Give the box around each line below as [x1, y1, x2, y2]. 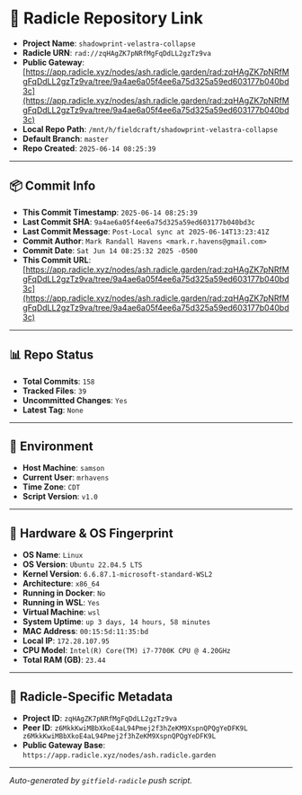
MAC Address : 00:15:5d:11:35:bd [22, 626, 149, 637]
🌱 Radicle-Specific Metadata [9, 689, 173, 704]
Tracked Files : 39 [22, 385, 87, 396]
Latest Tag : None [22, 404, 84, 415]
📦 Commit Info [9, 179, 96, 194]
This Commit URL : [22, 254, 92, 265]
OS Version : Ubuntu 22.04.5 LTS [22, 559, 143, 570]
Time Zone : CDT [22, 481, 81, 492]
